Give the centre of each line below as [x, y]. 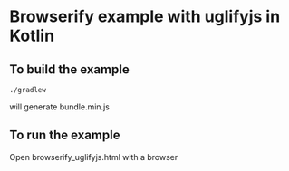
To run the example [65, 135]
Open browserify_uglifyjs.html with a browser [94, 157]
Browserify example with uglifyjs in [145, 17]
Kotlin [32, 36]
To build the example [69, 69]
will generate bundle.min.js [60, 107]
